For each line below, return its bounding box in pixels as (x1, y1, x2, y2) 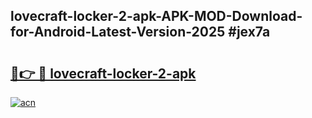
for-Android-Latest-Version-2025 (10, 24, 226, 41)
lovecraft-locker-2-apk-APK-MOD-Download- (10, 8, 303, 25)
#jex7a (228, 24, 271, 41)
